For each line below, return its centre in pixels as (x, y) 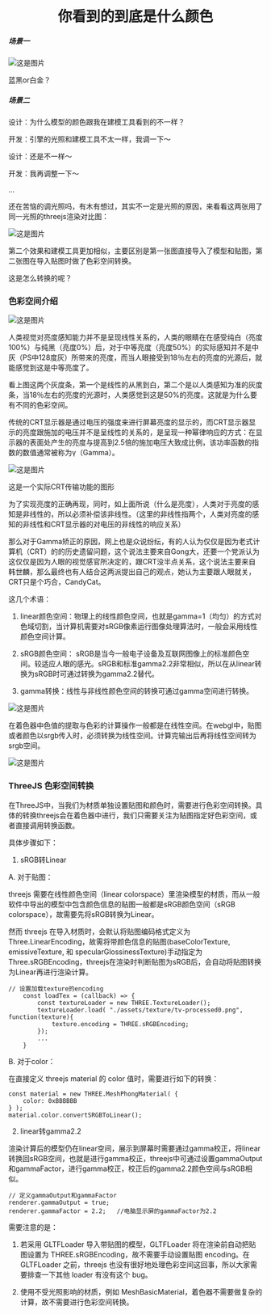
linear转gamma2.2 (51, 1131)
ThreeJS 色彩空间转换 (51, 786)
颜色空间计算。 (45, 636)
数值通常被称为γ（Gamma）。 (71, 453)
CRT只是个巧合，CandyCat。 (57, 582)
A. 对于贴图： (31, 877)
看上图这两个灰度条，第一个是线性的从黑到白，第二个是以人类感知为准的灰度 (135, 385)
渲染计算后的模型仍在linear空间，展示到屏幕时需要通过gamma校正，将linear (134, 1148)
